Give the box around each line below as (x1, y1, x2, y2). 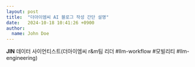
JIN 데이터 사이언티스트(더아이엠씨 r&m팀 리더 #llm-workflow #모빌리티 (6, 48, 175, 55)
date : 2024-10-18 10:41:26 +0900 (6, 20, 95, 25)
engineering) (6, 55, 38, 62)
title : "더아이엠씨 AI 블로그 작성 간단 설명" (6, 14, 109, 20)
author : (6, 25, 26, 31)
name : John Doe (11, 31, 49, 37)
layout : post (6, 8, 39, 15)
